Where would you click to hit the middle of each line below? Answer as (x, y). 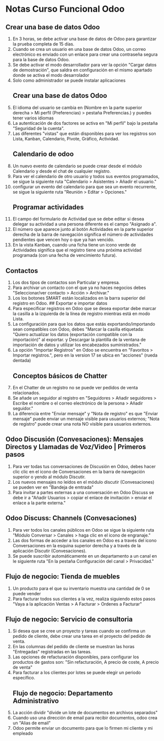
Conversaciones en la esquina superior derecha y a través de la (77, 545)
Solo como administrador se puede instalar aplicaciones (69, 80)
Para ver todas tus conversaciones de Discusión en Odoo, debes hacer (84, 466)
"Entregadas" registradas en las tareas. (52, 652)
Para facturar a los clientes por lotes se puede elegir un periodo (77, 673)
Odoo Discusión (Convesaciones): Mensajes (74, 439)
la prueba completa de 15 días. (43, 44)
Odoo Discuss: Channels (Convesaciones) (71, 518)
